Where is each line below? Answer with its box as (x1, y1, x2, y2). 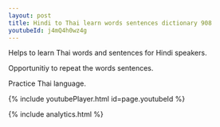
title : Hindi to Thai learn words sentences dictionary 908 (8, 19, 213, 27)
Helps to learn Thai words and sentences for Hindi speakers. (8, 48, 207, 58)
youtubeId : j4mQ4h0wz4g (8, 26, 88, 34)
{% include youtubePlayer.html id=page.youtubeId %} (8, 94, 186, 104)
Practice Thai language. (8, 79, 86, 88)
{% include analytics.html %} (8, 110, 104, 119)
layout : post (8, 11, 52, 20)
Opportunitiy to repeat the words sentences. (8, 63, 154, 73)
